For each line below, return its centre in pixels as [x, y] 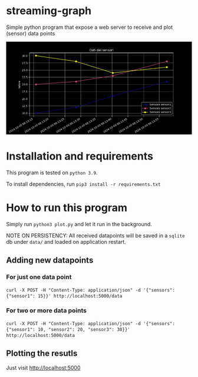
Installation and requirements [80, 156]
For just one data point [39, 277]
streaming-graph [49, 11]
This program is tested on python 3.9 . [52, 173]
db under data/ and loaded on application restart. [66, 242]
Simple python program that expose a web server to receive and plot [90, 27]
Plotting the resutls [42, 354]
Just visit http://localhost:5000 [43, 368]
